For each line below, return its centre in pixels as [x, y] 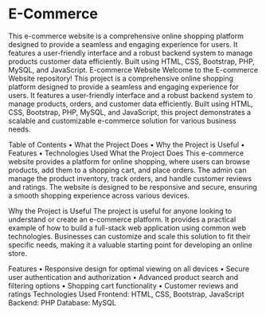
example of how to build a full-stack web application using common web [127, 227]
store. [18, 253]
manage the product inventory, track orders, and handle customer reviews [130, 178]
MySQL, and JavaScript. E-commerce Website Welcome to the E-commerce [133, 69]
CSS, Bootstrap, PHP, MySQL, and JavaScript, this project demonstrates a [130, 112]
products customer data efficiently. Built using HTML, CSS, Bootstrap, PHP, [131, 61]
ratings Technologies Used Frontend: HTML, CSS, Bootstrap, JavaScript [126, 294]
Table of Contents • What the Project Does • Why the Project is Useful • [127, 144]
